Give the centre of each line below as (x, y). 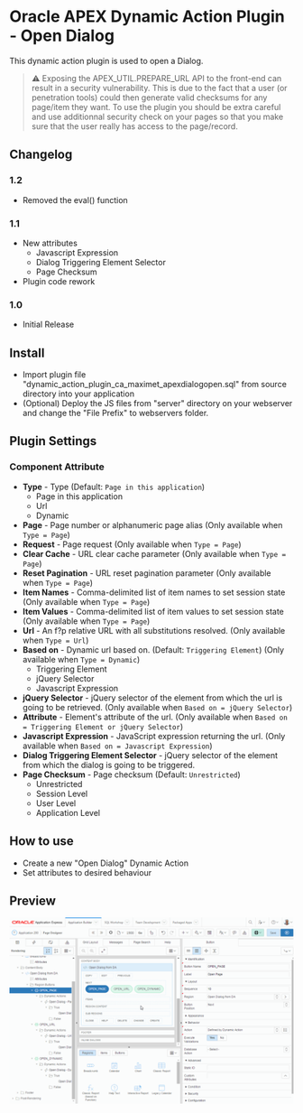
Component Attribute (57, 467)
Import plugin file (54, 375)
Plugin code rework (59, 281)
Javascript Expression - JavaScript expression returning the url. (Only (154, 736)
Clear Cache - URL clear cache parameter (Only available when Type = (154, 553)
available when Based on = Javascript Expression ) (118, 746)
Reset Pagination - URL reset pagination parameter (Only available (147, 573)
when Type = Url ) (55, 640)
